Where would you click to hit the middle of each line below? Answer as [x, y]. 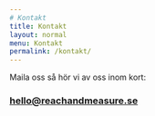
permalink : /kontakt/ [51, 52]
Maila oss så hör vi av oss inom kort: [78, 77]
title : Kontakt [38, 26]
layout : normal [38, 34]
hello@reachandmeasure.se [74, 101]
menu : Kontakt [36, 43]
